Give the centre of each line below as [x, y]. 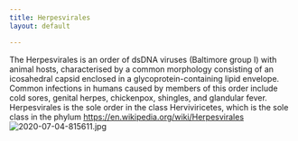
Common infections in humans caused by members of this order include [144, 88]
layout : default [40, 26]
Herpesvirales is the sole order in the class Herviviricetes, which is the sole [149, 107]
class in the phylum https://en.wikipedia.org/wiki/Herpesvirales [127, 117]
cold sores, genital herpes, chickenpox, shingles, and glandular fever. [139, 97]
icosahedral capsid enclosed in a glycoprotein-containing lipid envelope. [144, 78]
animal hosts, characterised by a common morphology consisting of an [141, 69]
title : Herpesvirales [50, 18]
